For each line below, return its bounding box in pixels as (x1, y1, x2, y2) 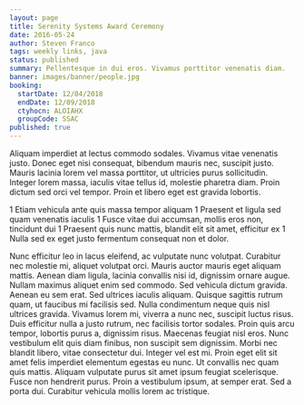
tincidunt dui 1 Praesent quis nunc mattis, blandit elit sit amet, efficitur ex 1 (9, 223, 286, 234)
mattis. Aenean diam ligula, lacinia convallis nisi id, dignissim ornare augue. (9, 270, 290, 281)
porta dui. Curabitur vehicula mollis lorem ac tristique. (9, 386, 211, 396)
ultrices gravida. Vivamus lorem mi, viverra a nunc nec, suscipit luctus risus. (9, 309, 294, 319)
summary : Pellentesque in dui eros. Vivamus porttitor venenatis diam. (9, 64, 286, 74)
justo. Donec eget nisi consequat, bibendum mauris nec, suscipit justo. (9, 158, 274, 168)
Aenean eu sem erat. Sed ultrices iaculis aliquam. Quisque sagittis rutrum (9, 290, 283, 300)
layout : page (9, 13, 59, 23)
